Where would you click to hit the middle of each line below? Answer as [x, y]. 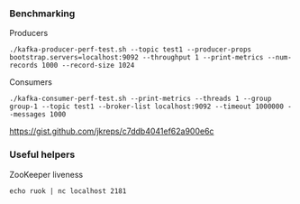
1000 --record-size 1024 [88, 66]
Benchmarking [42, 14]
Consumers [31, 82]
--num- [280, 58]
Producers [29, 33]
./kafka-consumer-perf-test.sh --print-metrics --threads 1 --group [141, 99]
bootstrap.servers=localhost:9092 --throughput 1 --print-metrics [136, 58]
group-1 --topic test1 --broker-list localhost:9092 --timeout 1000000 [146, 107]
